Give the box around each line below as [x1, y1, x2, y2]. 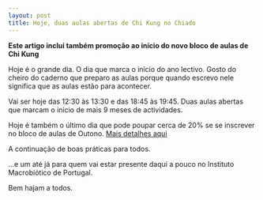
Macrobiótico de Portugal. [8, 168, 93, 177]
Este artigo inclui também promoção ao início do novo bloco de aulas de [8, 40, 249, 50]
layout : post [8, 11, 51, 20]
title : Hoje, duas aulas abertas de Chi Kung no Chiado [8, 19, 196, 27]
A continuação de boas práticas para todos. [8, 144, 151, 153]
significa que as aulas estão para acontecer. [8, 81, 152, 91]
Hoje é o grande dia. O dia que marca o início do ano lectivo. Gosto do [8, 64, 237, 74]
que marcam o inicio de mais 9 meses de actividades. [8, 104, 183, 115]
